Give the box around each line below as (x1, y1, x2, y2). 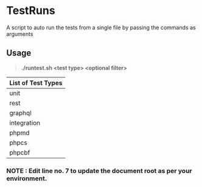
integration (9, 118, 41, 127)
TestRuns (6, 4, 56, 18)
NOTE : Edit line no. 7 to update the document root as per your (6, 166, 193, 175)
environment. (6, 174, 47, 183)
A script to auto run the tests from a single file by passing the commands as (6, 24, 196, 31)
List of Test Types (9, 79, 63, 87)
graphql (9, 108, 32, 117)
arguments (6, 30, 33, 37)
